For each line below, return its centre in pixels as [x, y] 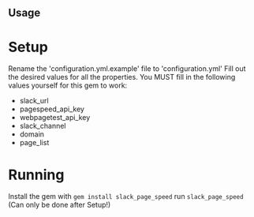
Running [36, 175]
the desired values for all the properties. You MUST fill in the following [122, 77]
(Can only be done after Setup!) [60, 205]
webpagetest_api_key [55, 118]
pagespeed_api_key [52, 109]
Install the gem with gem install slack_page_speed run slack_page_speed [126, 196]
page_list [34, 143]
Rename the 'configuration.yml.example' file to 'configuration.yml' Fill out [127, 69]
